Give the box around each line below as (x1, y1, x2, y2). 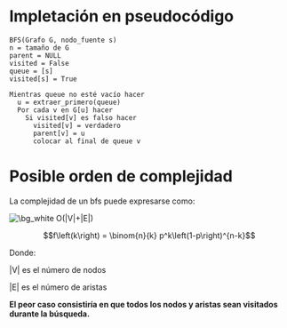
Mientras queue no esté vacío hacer (9, 90, 145, 99)
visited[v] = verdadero (32, 121, 122, 130)
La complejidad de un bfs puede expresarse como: (9, 196, 195, 206)
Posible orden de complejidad (9, 166, 233, 187)
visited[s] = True (9, 74, 77, 84)
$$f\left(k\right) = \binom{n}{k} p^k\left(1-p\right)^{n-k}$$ (43, 229, 256, 241)
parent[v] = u (32, 129, 86, 138)
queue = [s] (9, 67, 53, 76)
